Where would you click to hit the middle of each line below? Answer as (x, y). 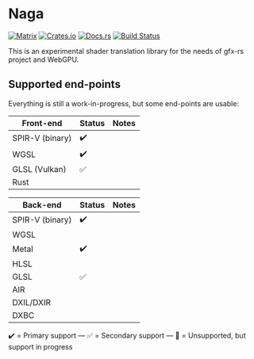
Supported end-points (65, 84)
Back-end (42, 204)
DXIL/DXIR (32, 302)
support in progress (40, 346)
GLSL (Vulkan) (39, 169)
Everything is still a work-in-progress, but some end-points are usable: (124, 103)
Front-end (42, 123)
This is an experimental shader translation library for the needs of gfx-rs (126, 51)
